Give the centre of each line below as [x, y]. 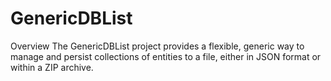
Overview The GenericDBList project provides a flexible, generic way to [157, 46]
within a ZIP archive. [52, 67]
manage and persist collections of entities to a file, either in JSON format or [166, 56]
